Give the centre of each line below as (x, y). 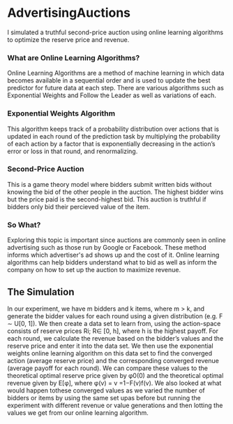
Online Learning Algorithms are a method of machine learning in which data (116, 73)
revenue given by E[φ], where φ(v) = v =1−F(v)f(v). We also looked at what (114, 383)
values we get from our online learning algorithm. (78, 412)
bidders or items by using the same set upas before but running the (104, 397)
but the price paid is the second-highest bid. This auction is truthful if (107, 199)
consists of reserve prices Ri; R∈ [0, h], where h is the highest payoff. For (113, 331)
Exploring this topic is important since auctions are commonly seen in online (116, 240)
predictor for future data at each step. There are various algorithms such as (116, 88)
